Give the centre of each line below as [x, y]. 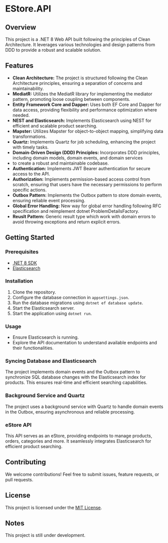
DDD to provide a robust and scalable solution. [53, 50]
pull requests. [19, 479]
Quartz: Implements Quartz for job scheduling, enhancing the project [84, 142]
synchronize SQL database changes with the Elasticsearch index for [76, 377]
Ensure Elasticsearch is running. [46, 337]
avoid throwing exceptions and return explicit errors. [66, 222]
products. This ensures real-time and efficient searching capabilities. [76, 382]
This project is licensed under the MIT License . [54, 507]
